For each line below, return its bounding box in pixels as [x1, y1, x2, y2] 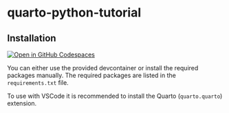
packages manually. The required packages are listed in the [7, 71, 177, 79]
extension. [7, 99, 37, 107]
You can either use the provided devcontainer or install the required [7, 64, 199, 72]
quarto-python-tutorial [7, 5, 142, 21]
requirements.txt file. [7, 79, 69, 87]
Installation [7, 32, 56, 44]
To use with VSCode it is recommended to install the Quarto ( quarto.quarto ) [7, 92, 223, 100]
